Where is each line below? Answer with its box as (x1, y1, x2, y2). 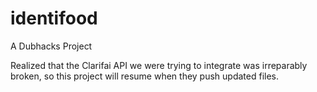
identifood (10, 7, 98, 30)
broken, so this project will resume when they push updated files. (10, 70, 280, 82)
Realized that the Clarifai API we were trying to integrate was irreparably (10, 59, 308, 71)
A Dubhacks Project (10, 40, 93, 52)
